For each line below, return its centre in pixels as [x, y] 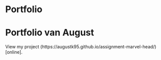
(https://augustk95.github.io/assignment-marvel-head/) [98, 47]
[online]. [14, 52]
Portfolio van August [50, 33]
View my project [22, 47]
